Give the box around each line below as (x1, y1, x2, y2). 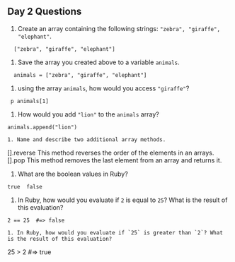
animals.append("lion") (7, 124, 78, 131)
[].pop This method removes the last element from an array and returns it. (7, 155, 222, 165)
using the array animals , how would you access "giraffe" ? (17, 84, 190, 93)
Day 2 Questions (7, 6, 82, 18)
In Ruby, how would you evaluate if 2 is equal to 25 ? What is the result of (17, 196, 228, 204)
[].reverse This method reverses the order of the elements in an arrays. (7, 148, 214, 157)
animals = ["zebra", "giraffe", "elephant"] (13, 71, 147, 78)
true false (7, 183, 42, 190)
